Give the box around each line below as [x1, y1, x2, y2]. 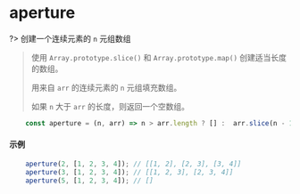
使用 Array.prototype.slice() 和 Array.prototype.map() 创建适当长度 [30, 52, 287, 62]
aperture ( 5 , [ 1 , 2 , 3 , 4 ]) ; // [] [25, 176, 154, 185]
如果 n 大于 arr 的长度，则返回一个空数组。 [30, 101, 190, 111]
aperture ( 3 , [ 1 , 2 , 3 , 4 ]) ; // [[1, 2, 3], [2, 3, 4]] [25, 167, 234, 176]
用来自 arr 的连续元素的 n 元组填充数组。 [30, 82, 182, 93]
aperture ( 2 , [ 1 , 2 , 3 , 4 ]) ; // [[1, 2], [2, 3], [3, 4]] [25, 159, 242, 169]
